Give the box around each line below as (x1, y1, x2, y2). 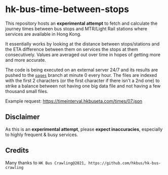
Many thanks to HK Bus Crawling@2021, (5, 159, 87, 165)
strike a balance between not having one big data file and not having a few (5, 82, 161, 89)
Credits (5, 146, 29, 155)
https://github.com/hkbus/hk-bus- (88, 160, 161, 165)
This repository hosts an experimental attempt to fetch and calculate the (5, 20, 158, 26)
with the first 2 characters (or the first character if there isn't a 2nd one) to (5, 77, 160, 83)
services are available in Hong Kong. (5, 31, 82, 37)
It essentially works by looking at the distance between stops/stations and (5, 40, 160, 47)
